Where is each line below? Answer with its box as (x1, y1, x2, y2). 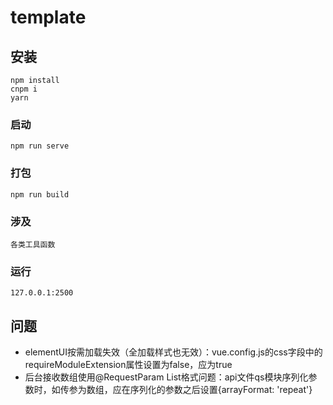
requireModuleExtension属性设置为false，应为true (24, 359, 233, 370)
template (10, 6, 87, 29)
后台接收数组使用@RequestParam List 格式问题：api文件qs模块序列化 (24, 371, 309, 383)
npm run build (10, 189, 70, 200)
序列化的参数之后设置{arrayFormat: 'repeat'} (129, 384, 313, 395)
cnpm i (10, 84, 38, 94)
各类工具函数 (10, 239, 56, 250)
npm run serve (10, 141, 70, 151)
